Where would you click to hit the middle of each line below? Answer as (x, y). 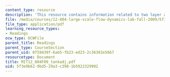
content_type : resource (30, 10)
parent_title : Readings (30, 43)
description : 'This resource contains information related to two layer (83, 15)
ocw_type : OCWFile (25, 38)
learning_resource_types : (32, 29)
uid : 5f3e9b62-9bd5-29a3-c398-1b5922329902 (52, 66)
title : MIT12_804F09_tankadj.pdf (40, 62)
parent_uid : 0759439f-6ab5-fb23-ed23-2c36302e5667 (60, 52)
